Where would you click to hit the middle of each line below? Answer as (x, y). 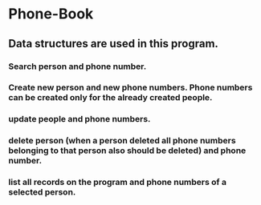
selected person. (42, 192)
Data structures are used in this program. (114, 44)
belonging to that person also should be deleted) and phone (127, 151)
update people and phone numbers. (80, 119)
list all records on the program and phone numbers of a (118, 183)
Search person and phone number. (77, 66)
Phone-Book (51, 14)
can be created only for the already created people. (110, 98)
